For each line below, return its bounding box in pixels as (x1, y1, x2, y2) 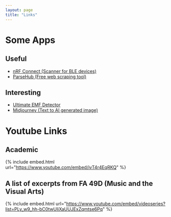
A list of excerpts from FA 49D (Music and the (5, 179, 153, 188)
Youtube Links (5, 125, 67, 137)
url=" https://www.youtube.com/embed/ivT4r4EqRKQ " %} (5, 164, 127, 171)
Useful (5, 55, 27, 63)
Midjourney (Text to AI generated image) (12, 107, 99, 113)
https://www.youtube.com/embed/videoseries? (66, 201, 166, 207)
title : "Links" (5, 12, 38, 17)
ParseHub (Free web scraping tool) (12, 74, 87, 80)
